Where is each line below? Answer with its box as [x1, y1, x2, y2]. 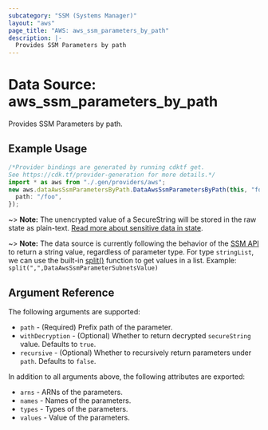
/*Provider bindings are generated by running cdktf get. [8, 163, 205, 172]
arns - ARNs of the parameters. [19, 387, 124, 396]
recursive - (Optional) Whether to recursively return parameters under [19, 348, 252, 357]
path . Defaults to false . [19, 356, 97, 365]
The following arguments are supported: [8, 306, 141, 316]
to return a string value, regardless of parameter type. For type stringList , [8, 247, 254, 257]
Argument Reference [8, 286, 115, 299]
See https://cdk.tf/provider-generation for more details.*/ [8, 171, 216, 179]
